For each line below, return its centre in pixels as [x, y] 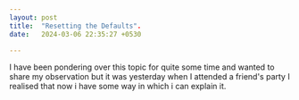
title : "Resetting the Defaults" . [75, 26]
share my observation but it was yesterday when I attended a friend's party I [149, 77]
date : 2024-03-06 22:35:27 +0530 [75, 34]
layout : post [33, 17]
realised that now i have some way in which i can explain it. [118, 87]
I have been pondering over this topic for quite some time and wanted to [142, 67]
